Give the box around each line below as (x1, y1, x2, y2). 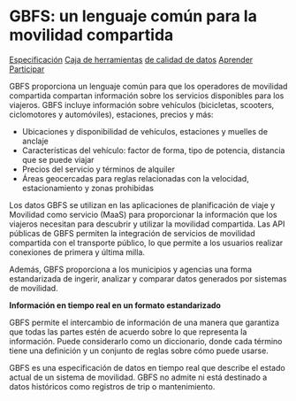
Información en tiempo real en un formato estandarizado (9, 299, 221, 311)
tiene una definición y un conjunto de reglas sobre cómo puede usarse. (9, 345, 269, 356)
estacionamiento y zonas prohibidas (21, 182, 155, 193)
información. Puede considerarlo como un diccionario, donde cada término (9, 335, 283, 346)
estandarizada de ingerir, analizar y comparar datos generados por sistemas (9, 273, 287, 284)
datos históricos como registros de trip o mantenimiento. (9, 381, 216, 391)
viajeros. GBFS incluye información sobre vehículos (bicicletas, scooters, (9, 99, 275, 110)
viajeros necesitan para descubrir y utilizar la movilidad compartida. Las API (9, 219, 285, 229)
